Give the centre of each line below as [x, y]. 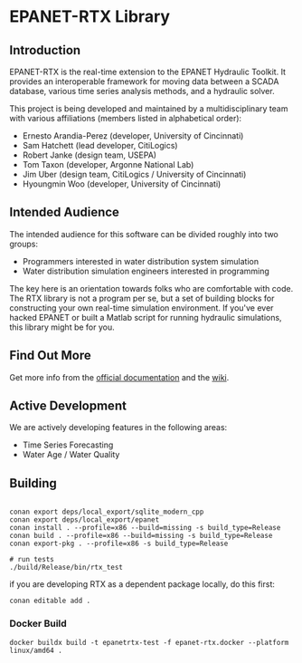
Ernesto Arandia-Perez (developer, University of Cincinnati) [133, 136]
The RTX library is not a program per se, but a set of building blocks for [142, 298]
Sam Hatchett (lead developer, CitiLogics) [100, 145]
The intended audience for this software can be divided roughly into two [144, 234]
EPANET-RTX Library [90, 17]
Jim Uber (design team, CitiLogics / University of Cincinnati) [134, 174]
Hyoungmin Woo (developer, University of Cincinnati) [122, 184]
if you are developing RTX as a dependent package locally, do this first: [142, 584]
